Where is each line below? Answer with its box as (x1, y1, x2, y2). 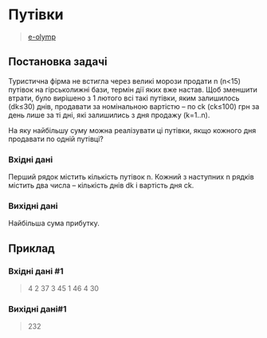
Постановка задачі (8, 55, 108, 69)
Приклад (8, 242, 55, 255)
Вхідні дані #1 (8, 265, 64, 277)
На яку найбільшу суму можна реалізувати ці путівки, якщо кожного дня (8, 125, 257, 135)
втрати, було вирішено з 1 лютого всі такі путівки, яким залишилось (8, 93, 240, 103)
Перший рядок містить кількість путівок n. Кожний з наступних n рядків (8, 172, 254, 182)
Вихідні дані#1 (8, 303, 67, 314)
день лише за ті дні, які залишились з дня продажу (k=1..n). (8, 110, 210, 120)
